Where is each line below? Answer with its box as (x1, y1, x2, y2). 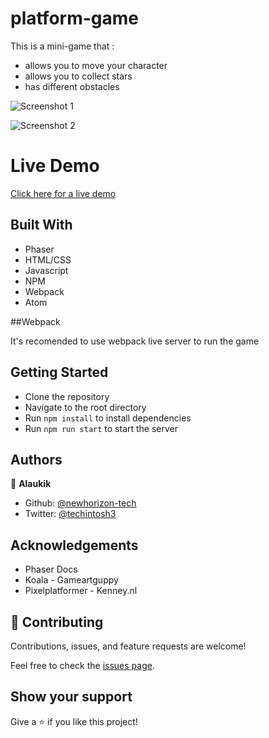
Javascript (24, 264, 69, 276)
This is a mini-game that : (10, 40, 115, 52)
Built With (10, 217, 73, 234)
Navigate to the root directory (24, 401, 147, 413)
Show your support (10, 688, 133, 706)
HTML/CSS (24, 253, 72, 266)
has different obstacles (24, 80, 120, 92)
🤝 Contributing (10, 613, 104, 631)
